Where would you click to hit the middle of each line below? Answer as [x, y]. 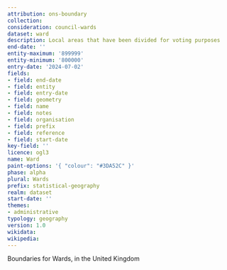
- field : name [28, 107]
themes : [19, 206]
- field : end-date [34, 80]
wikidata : [22, 232]
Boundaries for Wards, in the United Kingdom [73, 259]
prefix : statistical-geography [54, 185]
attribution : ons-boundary [47, 14]
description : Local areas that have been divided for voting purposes [114, 40]
